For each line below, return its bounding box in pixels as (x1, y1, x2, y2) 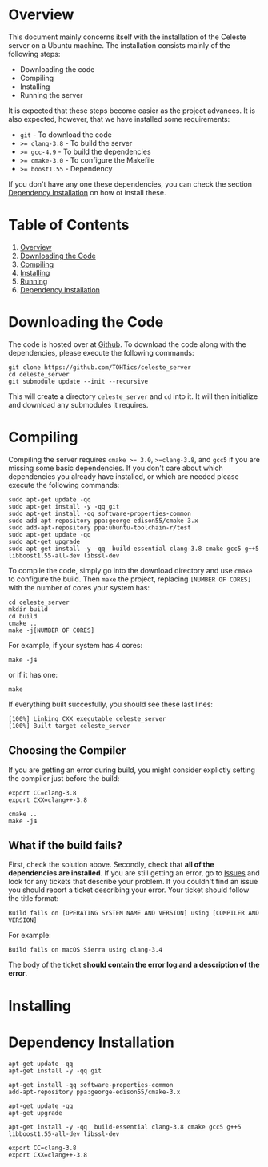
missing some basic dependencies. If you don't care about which (8, 463, 223, 473)
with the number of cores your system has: (8, 582, 150, 592)
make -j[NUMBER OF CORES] (8, 626, 94, 634)
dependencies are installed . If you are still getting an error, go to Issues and (8, 868, 260, 878)
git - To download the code (19, 130, 112, 139)
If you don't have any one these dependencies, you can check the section (8, 179, 252, 189)
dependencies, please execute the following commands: (8, 348, 194, 357)
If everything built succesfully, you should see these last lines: (8, 699, 214, 709)
